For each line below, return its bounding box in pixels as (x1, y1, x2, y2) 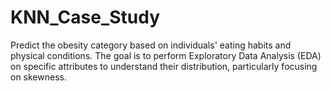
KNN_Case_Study (10, 6, 161, 29)
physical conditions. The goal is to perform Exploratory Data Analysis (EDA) (10, 49, 322, 61)
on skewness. (10, 71, 67, 83)
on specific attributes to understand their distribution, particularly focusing (10, 60, 318, 72)
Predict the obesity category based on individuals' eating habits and (10, 39, 292, 51)
